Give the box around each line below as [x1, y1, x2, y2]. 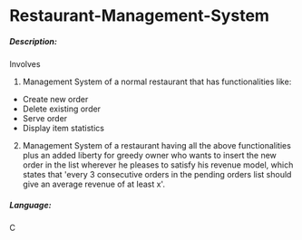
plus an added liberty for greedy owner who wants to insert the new [22, 150, 277, 161]
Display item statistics [22, 123, 104, 134]
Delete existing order [22, 103, 102, 114]
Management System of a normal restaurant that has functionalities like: [22, 76, 292, 87]
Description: [9, 35, 57, 46]
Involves [9, 59, 41, 70]
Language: [9, 199, 52, 210]
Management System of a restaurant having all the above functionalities [22, 140, 292, 151]
